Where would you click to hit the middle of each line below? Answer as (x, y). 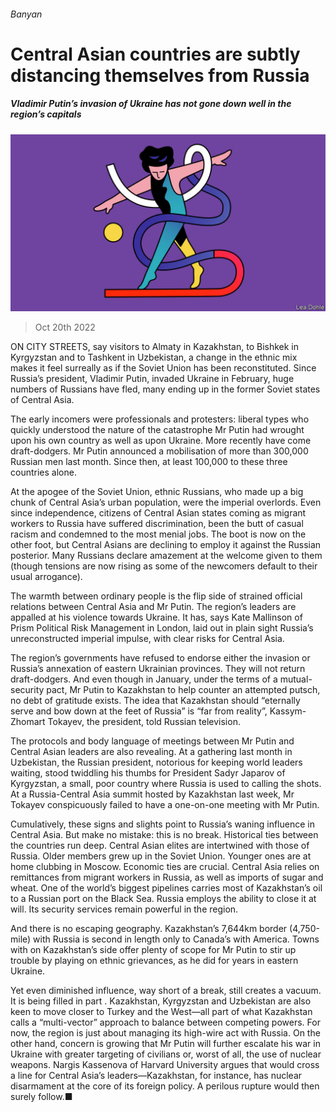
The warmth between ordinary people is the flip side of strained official (156, 596)
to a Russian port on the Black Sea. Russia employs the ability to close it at (163, 899)
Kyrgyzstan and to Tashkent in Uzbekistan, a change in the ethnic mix (154, 357)
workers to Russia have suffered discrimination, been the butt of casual (157, 524)
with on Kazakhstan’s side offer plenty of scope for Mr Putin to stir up (153, 950)
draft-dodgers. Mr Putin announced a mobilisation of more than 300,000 (159, 451)
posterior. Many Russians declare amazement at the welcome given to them (166, 556)
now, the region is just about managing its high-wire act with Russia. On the (165, 1033)
